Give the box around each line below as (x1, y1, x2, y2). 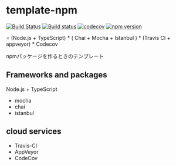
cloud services (6, 127, 62, 137)
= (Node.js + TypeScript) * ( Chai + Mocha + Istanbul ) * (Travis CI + (6, 34, 171, 41)
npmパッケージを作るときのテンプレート (6, 52, 104, 59)
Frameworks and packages (6, 70, 107, 80)
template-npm (6, 4, 78, 17)
